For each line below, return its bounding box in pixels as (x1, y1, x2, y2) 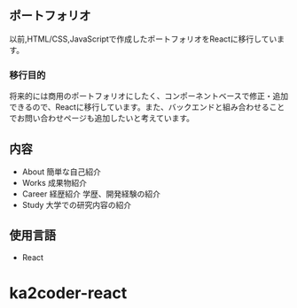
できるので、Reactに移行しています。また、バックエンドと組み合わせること (9, 102, 285, 112)
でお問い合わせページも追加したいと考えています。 (9, 113, 195, 124)
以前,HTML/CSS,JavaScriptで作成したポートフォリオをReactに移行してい (9, 34, 277, 44)
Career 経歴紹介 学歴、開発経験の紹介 (21, 189, 161, 199)
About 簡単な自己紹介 (21, 166, 102, 177)
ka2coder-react (9, 282, 128, 303)
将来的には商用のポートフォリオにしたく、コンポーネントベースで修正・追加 (9, 91, 289, 102)
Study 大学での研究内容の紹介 (21, 199, 132, 210)
